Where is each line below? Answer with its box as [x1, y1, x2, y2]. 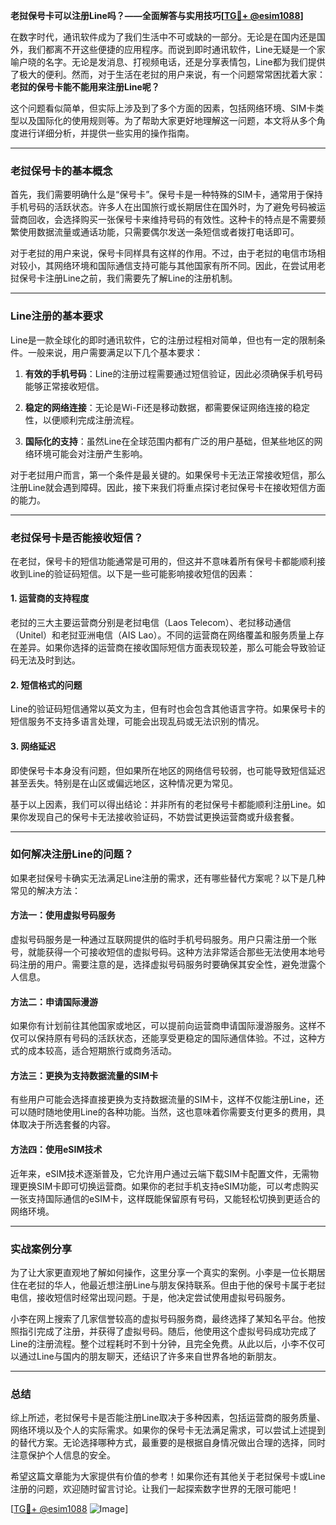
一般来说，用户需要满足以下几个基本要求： [27, 346, 203, 358]
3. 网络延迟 [10, 740, 57, 752]
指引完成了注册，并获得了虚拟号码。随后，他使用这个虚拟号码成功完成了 [18, 1325, 317, 1337]
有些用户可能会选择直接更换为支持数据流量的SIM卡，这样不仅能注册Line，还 [10, 1094, 325, 1106]
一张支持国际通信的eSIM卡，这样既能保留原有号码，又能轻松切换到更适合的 [10, 1192, 321, 1204]
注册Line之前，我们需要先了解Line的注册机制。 [44, 272, 238, 284]
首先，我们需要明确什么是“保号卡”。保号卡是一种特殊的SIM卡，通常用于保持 [10, 189, 323, 201]
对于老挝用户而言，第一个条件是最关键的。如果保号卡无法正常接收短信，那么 [10, 469, 326, 481]
